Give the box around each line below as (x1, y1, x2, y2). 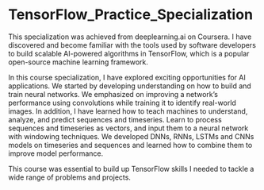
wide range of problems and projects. (8, 173, 131, 182)
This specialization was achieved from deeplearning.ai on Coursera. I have (8, 32, 252, 41)
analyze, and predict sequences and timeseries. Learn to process (8, 114, 222, 124)
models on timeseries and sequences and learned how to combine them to (8, 140, 253, 149)
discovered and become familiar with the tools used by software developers (8, 40, 256, 49)
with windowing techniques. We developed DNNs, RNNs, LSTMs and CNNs (8, 131, 254, 141)
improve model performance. (8, 149, 104, 158)
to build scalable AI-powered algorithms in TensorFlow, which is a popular (8, 48, 250, 58)
